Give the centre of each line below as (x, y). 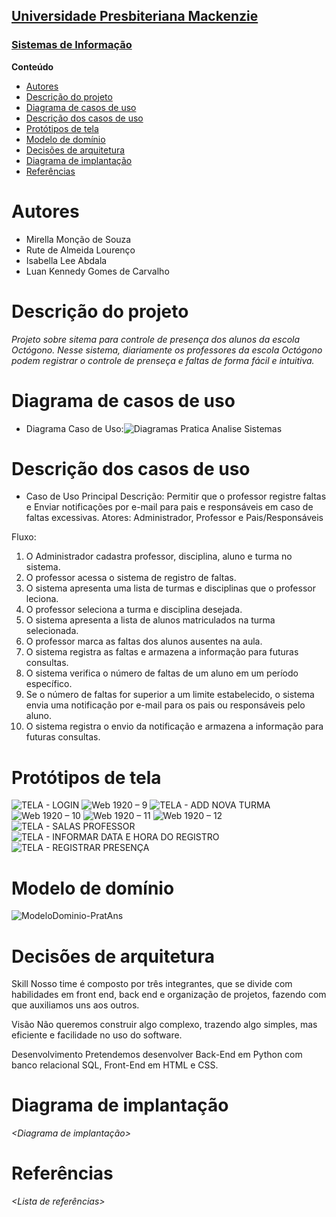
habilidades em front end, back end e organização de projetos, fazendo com (169, 995)
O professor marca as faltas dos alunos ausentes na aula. (144, 641)
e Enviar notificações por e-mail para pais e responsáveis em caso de (169, 507)
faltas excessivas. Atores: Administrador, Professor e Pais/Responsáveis (174, 518)
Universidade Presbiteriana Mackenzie (135, 16)
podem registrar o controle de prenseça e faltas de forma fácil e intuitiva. (163, 360)
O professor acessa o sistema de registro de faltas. (131, 578)
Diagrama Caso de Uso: (74, 428)
